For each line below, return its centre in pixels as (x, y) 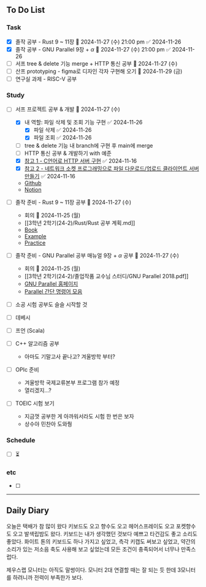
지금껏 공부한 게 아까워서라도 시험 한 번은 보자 (79, 417)
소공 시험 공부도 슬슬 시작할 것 (51, 304)
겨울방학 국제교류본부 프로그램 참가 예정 (72, 383)
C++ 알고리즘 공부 (37, 344)
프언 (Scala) (30, 331)
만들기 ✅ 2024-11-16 (50, 176)
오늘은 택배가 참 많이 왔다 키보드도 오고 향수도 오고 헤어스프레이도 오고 (90, 526)
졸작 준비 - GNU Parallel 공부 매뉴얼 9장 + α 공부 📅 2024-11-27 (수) (97, 255)
